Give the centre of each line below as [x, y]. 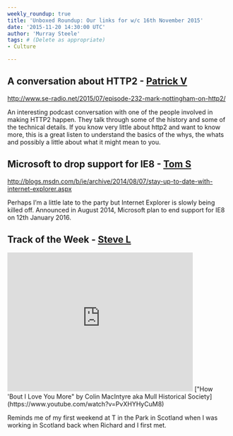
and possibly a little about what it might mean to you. [84, 142]
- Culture [22, 47]
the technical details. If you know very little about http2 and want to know [114, 127]
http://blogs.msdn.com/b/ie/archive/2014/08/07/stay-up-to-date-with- [110, 181]
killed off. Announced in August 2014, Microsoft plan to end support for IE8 [116, 210]
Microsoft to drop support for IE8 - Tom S [100, 164]
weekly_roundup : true [39, 14]
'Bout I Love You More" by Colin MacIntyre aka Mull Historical [97, 396]
